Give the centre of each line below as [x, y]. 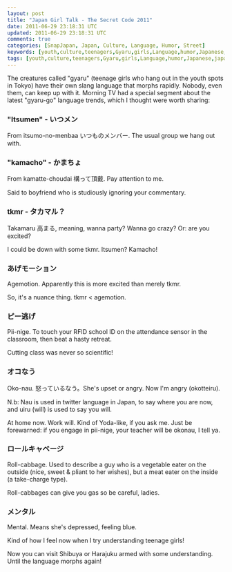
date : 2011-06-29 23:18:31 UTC [52, 26]
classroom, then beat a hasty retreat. [60, 339]
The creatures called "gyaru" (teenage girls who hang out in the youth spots [115, 78]
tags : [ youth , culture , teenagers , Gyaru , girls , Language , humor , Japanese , [111, 59]
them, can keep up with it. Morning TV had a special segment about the [109, 92]
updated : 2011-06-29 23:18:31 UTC [57, 33]
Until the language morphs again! [55, 561]
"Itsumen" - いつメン [42, 119]
